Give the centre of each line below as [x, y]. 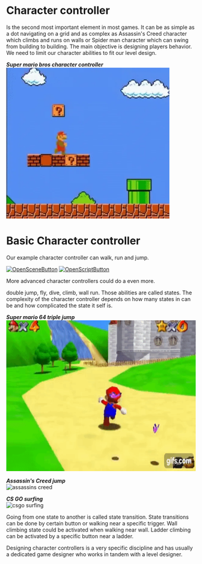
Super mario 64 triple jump [41, 317]
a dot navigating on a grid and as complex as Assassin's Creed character [97, 33]
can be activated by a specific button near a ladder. [70, 536]
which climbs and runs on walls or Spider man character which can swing [97, 40]
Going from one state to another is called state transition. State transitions [98, 517]
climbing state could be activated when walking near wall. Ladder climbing [99, 530]
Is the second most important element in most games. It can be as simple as [100, 27]
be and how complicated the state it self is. [60, 305]
